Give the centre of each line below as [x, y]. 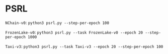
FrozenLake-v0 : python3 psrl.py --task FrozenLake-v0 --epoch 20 [74, 32]
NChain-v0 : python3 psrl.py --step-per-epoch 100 [57, 22]
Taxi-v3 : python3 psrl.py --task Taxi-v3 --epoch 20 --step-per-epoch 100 [84, 46]
